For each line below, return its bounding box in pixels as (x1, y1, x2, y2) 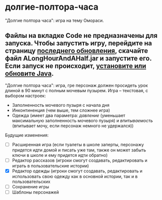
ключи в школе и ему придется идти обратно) (12, 152, 108, 158)
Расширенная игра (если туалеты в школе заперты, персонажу (12, 141, 144, 147)
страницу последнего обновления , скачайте (5, 47, 148, 55)
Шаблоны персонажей (12, 189, 59, 195)
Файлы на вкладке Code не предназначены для (5, 32, 158, 40)
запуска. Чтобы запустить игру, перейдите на (5, 39, 152, 48)
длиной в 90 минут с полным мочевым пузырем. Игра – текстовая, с (5, 87, 148, 93)
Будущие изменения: (5, 132, 49, 138)
